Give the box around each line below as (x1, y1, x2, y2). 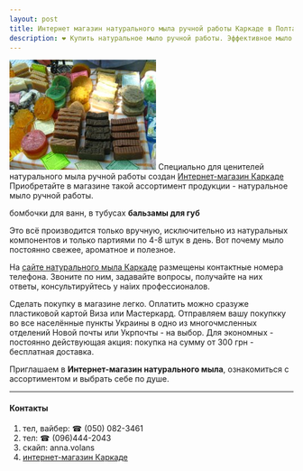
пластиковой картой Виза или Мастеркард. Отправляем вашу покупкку (9, 308, 287, 319)
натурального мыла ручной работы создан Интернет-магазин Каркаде (9, 171, 284, 182)
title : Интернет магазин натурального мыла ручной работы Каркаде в (9, 23, 272, 33)
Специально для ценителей (157, 162, 264, 172)
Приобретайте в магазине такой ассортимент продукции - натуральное (9, 180, 289, 191)
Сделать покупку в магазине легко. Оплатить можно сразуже (9, 299, 250, 309)
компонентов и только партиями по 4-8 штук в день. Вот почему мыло (9, 235, 284, 245)
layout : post (9, 14, 59, 23)
